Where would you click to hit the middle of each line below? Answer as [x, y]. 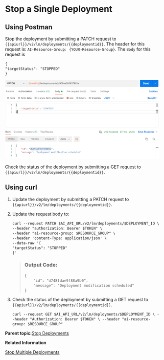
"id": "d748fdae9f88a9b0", [61, 281]
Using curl [21, 188]
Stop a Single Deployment [59, 9]
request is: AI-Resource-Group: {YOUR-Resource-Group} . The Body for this [78, 49]
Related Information [26, 342]
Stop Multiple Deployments [32, 352]
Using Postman [29, 27]
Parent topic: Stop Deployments [37, 333]
